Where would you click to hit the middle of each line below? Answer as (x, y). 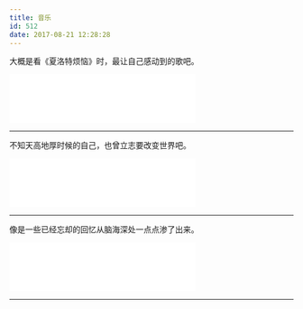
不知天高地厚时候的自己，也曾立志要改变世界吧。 (100, 145)
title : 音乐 (30, 18)
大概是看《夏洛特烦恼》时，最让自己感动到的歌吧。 (104, 61)
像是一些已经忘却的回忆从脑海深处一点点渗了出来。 (104, 229)
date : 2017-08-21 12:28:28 (60, 34)
